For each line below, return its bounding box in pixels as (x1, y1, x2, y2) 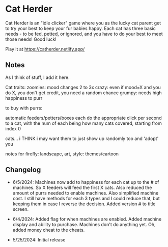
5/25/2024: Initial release (12, 236, 66, 242)
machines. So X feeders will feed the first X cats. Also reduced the (12, 184, 152, 190)
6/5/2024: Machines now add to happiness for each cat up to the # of (12, 179, 159, 185)
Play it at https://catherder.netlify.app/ (5, 46, 85, 52)
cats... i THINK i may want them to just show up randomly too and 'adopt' (5, 135, 159, 142)
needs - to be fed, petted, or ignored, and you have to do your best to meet (5, 31, 163, 37)
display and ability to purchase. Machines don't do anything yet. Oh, (12, 221, 156, 227)
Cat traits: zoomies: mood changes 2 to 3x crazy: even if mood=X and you (5, 84, 161, 90)
